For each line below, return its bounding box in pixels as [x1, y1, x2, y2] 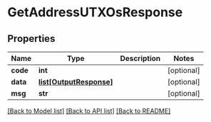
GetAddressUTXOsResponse [7, 4, 183, 21]
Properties [7, 33, 56, 45]
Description [120, 54, 161, 63]
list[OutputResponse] [38, 77, 113, 87]
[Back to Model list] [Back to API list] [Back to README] [7, 107, 171, 115]
